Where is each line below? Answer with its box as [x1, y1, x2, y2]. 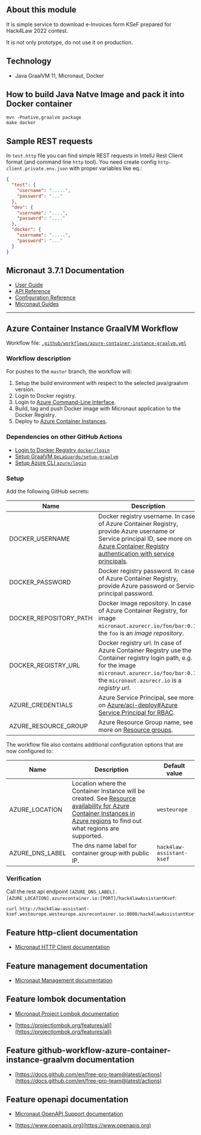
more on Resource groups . [98, 725, 173, 734]
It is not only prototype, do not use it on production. [6, 38, 133, 46]
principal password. [98, 589, 154, 598]
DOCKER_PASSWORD [9, 578, 71, 586]
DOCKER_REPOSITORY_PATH [9, 614, 93, 622]
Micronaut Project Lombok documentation [14, 1010, 119, 1017]
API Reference [14, 288, 51, 295]
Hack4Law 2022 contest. [6, 27, 69, 34]
